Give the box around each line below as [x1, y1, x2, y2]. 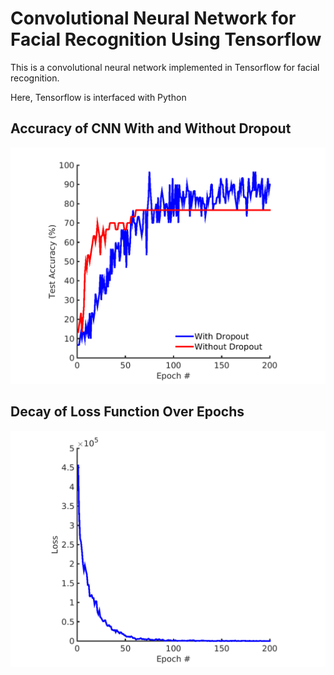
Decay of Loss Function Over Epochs [10, 403, 245, 421]
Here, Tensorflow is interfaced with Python [10, 91, 187, 103]
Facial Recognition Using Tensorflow [10, 28, 322, 51]
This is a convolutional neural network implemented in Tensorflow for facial [10, 61, 320, 73]
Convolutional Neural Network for [10, 7, 297, 30]
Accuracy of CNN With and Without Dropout [10, 120, 292, 137]
